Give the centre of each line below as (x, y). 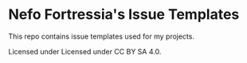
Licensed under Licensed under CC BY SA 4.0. (85, 51)
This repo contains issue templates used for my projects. (102, 36)
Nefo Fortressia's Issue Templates (124, 15)
